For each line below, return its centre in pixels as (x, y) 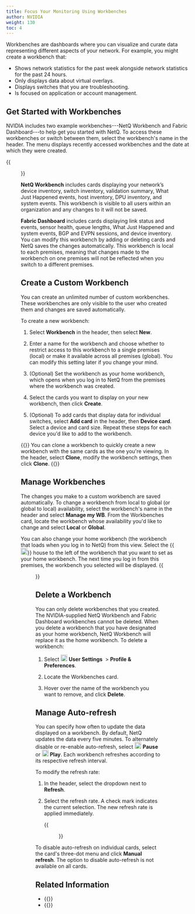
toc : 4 (14, 28)
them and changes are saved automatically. (73, 309)
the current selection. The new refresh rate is (98, 807)
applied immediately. (69, 814)
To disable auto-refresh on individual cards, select (96, 848)
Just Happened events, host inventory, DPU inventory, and (91, 197)
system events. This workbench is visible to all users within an (96, 203)
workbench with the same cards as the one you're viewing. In (95, 451)
